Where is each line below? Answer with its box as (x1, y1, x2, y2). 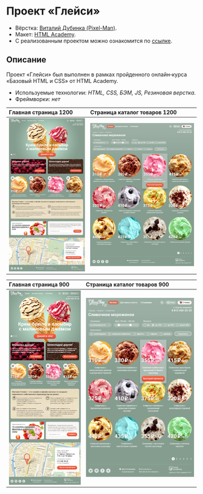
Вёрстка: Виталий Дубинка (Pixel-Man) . (14, 24, 117, 31)
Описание (6, 54, 47, 65)
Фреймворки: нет (14, 95, 60, 102)
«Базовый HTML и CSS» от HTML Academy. (6, 77, 118, 84)
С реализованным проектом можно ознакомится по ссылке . (14, 37, 173, 44)
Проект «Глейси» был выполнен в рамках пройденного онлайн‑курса (6, 71, 187, 78)
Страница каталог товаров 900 (85, 281, 169, 288)
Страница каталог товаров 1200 (90, 109, 177, 116)
